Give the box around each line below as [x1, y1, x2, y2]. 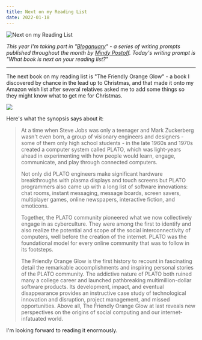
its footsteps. [20, 246, 54, 253]
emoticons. [20, 202, 49, 209]
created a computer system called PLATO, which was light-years [20, 146, 182, 153]
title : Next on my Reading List [6, 8, 87, 15]
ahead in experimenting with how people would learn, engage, [20, 152, 176, 159]
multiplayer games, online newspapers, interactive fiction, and [20, 196, 176, 203]
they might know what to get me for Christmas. [6, 91, 123, 99]
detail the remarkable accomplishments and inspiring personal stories [20, 264, 194, 271]
